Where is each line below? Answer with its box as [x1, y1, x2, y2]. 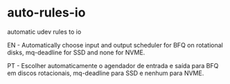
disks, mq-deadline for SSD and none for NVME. [7, 48, 145, 56]
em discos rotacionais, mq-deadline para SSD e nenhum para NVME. [7, 69, 204, 77]
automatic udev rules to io [7, 28, 82, 36]
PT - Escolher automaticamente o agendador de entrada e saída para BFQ [7, 61, 219, 70]
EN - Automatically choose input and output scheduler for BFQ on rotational [7, 41, 223, 49]
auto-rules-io [7, 5, 86, 21]
